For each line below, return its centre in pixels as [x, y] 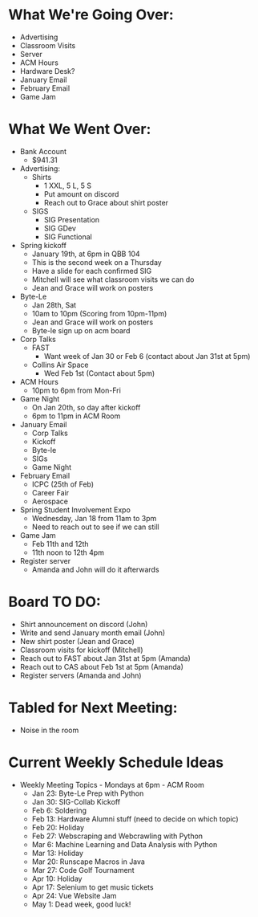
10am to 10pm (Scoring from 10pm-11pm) [99, 313]
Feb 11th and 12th [60, 544]
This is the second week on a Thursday [97, 262]
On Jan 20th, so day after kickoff [86, 407]
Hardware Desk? [47, 71]
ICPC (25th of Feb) [63, 484]
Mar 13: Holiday [58, 853]
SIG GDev [60, 228]
